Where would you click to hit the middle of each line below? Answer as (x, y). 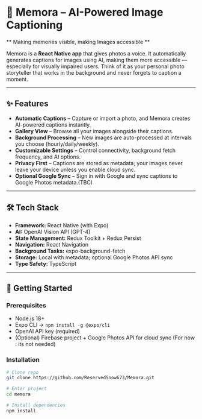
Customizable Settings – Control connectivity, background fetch (95, 150)
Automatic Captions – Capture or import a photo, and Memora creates (103, 118)
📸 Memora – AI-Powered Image (85, 12)
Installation (23, 360)
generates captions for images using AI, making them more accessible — (97, 60)
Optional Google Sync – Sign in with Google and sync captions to (96, 176)
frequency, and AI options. (48, 157)
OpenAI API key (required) (47, 332)
